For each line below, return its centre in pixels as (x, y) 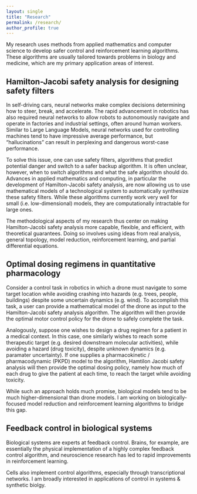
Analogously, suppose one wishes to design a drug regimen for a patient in (97, 330)
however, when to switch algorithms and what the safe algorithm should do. (98, 172)
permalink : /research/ (34, 22)
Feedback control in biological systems (79, 428)
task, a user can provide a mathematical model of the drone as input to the (96, 306)
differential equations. (33, 246)
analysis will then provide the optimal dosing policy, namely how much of (94, 367)
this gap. (17, 410)
